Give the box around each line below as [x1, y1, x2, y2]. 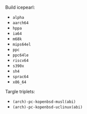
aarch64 [12, 20, 29, 25]
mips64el [12, 42, 31, 47]
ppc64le [12, 53, 29, 58]
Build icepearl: [5, 5, 35, 10]
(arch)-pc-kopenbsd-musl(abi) [12, 99, 76, 104]
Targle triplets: [5, 89, 35, 94]
